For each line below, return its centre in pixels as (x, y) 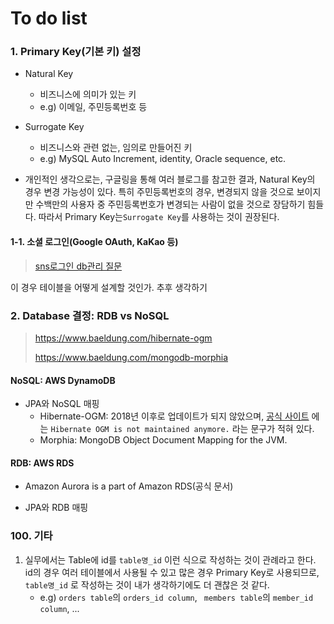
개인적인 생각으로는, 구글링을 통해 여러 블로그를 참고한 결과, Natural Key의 (170, 179)
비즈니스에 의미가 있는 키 (88, 94)
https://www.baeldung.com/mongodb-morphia (131, 357)
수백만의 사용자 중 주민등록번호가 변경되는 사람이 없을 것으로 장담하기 (170, 204)
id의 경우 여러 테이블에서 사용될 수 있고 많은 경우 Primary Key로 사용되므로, (172, 572)
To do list (49, 18)
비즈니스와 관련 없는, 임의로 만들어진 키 (116, 148)
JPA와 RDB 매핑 (56, 508)
